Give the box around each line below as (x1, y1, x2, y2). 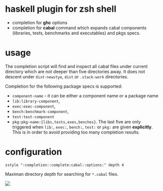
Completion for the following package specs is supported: (5, 83, 123, 89)
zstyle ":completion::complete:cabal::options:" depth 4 (5, 163, 124, 167)
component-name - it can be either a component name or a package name (12, 93, 159, 98)
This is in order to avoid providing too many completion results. (12, 129, 140, 135)
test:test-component (12, 114, 54, 119)
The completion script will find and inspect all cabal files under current (5, 63, 148, 69)
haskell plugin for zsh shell (5, 3, 116, 15)
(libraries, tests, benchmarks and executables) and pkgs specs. (12, 30, 141, 36)
